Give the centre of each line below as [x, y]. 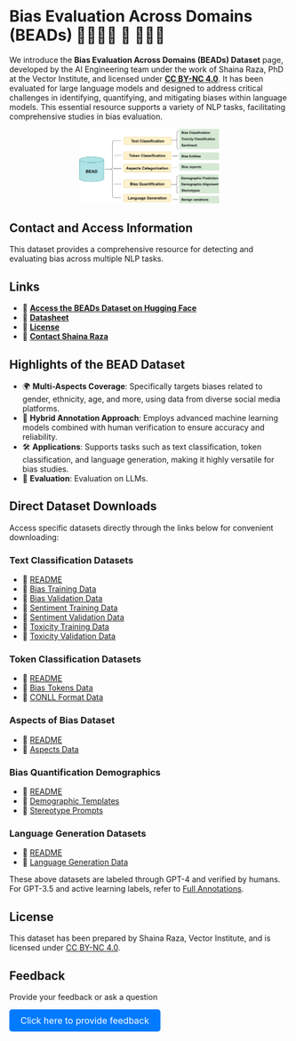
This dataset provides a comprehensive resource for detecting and [132, 250]
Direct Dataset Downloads [83, 507]
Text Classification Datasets [72, 560]
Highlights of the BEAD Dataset [97, 365]
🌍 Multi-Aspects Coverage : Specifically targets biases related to [142, 386]
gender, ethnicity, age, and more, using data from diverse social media [151, 399]
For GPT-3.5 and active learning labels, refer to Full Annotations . [127, 889]
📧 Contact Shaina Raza [65, 337]
